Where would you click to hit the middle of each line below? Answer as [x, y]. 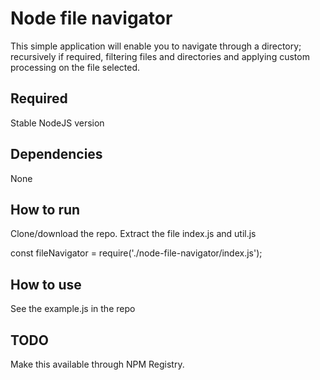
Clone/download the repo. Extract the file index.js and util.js [133, 234]
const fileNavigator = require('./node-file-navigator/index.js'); [136, 253]
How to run [45, 209]
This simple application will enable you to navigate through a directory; [156, 46]
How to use [46, 284]
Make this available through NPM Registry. [97, 364]
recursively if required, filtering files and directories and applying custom [160, 56]
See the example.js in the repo [73, 309]
